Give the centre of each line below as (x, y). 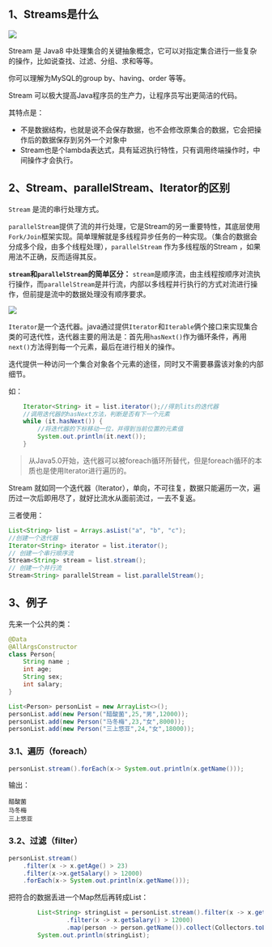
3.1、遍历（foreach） (50, 751)
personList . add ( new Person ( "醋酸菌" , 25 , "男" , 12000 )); (98, 714)
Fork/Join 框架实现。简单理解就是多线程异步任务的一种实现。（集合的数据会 (133, 236)
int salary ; (43, 685)
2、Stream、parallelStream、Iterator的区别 (119, 188)
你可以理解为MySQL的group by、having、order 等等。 (99, 78)
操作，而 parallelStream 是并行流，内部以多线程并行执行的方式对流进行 (133, 284)
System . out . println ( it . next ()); (92, 437)
